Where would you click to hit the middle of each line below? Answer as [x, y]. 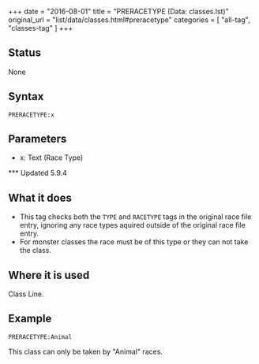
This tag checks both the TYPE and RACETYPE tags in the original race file [135, 217]
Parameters [38, 139]
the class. [35, 251]
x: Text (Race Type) [51, 158]
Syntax [26, 97]
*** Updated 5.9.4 [38, 173]
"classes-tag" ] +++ [41, 28]
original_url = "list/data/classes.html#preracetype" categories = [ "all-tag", [129, 20]
